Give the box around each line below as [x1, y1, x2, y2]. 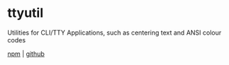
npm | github [7, 49, 45, 58]
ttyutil [7, 5, 44, 21]
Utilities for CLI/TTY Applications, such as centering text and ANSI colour [7, 28, 222, 37]
